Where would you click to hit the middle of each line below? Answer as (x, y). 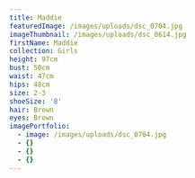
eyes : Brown (31, 118)
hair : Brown (31, 110)
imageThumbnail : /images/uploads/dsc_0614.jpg (98, 34)
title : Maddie (36, 18)
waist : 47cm (31, 76)
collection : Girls (44, 51)
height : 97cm (34, 59)
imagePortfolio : (40, 127)
